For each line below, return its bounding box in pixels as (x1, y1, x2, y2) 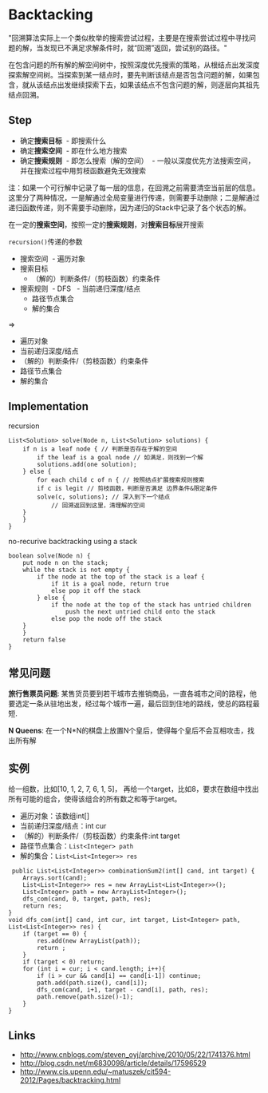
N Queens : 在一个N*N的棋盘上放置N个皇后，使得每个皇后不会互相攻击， (8, 725, 248, 736)
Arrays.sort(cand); (22, 874, 88, 882)
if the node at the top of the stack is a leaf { (37, 573, 205, 581)
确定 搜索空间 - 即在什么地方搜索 (19, 145, 128, 155)
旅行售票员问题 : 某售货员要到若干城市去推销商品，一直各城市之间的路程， (8, 689, 250, 698)
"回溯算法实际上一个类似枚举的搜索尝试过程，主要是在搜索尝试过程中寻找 (8, 33, 250, 42)
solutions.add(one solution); (37, 460, 137, 468)
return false (22, 635, 66, 644)
